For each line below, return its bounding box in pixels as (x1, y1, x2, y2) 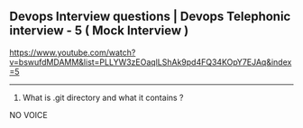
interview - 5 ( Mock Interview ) (9, 23, 189, 39)
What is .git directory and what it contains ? (22, 92, 184, 103)
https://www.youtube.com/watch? (9, 47, 136, 58)
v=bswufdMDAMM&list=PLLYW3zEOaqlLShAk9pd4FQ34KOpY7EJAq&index (9, 56, 292, 68)
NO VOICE (9, 109, 48, 120)
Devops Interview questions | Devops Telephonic (9, 9, 291, 24)
